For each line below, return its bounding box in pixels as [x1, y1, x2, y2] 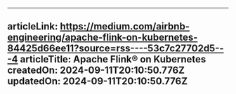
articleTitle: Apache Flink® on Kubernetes [20, 53, 206, 65]
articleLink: [7, 20, 58, 32]
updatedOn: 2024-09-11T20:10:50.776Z [7, 75, 188, 88]
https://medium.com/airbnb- [59, 20, 190, 32]
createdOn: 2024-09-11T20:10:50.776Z [7, 65, 185, 76]
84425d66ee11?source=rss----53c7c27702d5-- [7, 43, 224, 55]
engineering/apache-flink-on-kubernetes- [7, 32, 198, 43]
